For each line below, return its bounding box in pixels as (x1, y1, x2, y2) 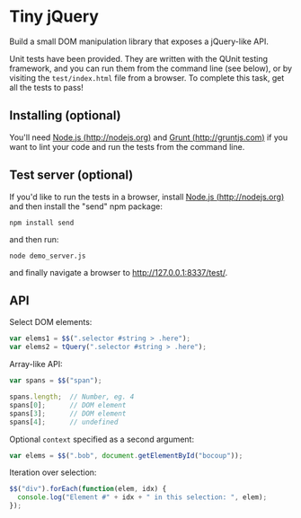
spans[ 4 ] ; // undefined (9, 417, 119, 426)
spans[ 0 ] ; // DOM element (9, 400, 127, 409)
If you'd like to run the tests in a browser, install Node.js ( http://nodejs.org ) (9, 191, 285, 202)
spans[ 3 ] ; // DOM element (9, 408, 127, 418)
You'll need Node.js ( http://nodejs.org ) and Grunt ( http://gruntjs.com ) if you (9, 132, 288, 143)
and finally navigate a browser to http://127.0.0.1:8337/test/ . (9, 267, 228, 277)
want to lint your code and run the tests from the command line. (9, 141, 245, 152)
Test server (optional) (9, 168, 134, 183)
